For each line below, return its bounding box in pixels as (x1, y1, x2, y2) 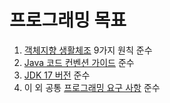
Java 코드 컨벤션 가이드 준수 (23, 56, 135, 68)
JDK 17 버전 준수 (23, 69, 91, 81)
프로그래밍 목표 (9, 9, 127, 32)
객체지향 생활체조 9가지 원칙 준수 (23, 44, 153, 56)
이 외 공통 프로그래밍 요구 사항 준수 (23, 81, 161, 93)
